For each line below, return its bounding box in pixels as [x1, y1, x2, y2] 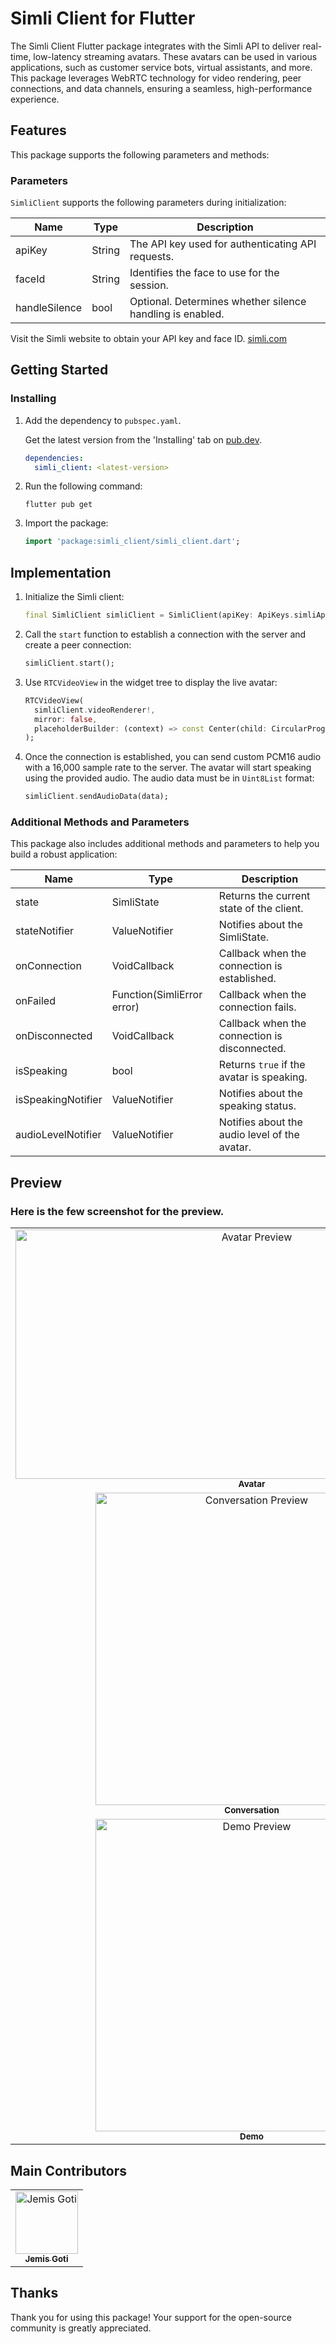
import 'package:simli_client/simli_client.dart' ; [24, 537, 241, 547]
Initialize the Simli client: [24, 591, 125, 603]
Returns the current [218, 889, 311, 903]
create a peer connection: [24, 639, 132, 651]
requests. [129, 250, 174, 264]
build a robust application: [10, 848, 118, 861]
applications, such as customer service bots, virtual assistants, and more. [10, 61, 313, 73]
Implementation [10, 564, 112, 581]
